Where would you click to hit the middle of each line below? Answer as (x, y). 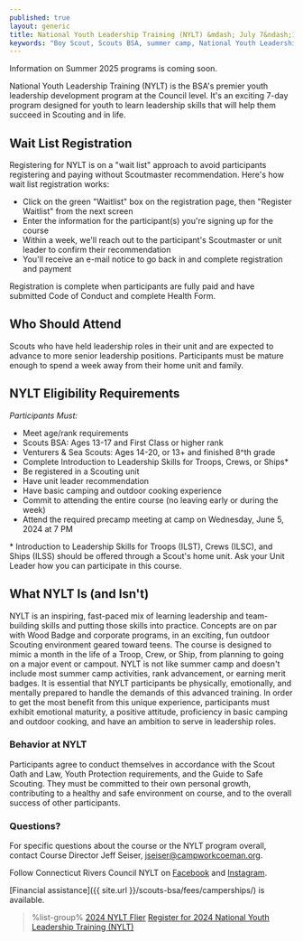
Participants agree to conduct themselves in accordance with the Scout (142, 764)
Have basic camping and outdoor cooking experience (122, 490)
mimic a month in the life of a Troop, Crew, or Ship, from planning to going (147, 654)
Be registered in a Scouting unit (81, 471)
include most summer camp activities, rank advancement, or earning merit (147, 673)
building (24, 625)
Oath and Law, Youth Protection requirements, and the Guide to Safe (136, 774)
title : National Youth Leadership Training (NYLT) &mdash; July (133, 34)
